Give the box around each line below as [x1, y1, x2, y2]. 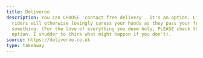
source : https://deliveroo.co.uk [6, 37, 91, 43]
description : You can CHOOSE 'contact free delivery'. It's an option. [6, 14, 190, 21]
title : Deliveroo [6, 8, 50, 15]
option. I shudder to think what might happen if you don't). [11, 31, 172, 37]
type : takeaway [6, 43, 45, 49]
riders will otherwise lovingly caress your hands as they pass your [11, 20, 190, 26]
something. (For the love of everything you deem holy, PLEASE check [11, 25, 190, 32]
